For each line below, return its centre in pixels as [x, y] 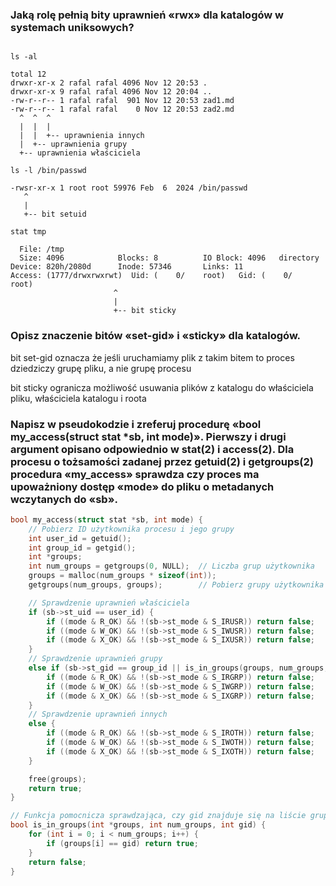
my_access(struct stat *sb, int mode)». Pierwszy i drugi [148, 436]
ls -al [24, 57]
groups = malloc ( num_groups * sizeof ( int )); [122, 576]
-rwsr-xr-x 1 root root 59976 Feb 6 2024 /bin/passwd [129, 188]
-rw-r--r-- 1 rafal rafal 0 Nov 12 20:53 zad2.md [122, 109]
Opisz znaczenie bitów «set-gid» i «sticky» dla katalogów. [156, 336]
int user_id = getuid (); [80, 538]
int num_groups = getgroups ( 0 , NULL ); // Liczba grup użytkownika [171, 566]
